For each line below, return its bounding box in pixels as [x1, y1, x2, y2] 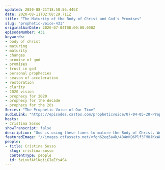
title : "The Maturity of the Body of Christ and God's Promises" [5, 16, 141, 21]
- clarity [5, 84, 26, 90]
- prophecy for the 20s [5, 103, 54, 108]
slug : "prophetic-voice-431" [5, 21, 65, 26]
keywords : [5, 35, 26, 40]
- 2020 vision [5, 89, 34, 94]
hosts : [5, 116, 19, 121]
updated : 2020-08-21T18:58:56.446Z [5, 7, 78, 12]
